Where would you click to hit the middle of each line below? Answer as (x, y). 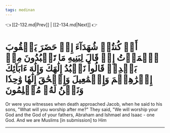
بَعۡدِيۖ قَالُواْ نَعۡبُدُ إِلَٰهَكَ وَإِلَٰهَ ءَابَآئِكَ (71, 68)
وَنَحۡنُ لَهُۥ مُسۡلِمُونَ (44, 90)
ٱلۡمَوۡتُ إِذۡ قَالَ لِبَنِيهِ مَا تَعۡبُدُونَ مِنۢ (82, 57)
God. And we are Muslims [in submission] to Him (56, 120)
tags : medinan (20, 10)
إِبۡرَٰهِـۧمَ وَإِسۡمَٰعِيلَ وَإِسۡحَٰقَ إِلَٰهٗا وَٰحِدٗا (79, 79)
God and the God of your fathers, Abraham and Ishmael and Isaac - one (80, 115)
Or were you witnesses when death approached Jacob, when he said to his (84, 104)
